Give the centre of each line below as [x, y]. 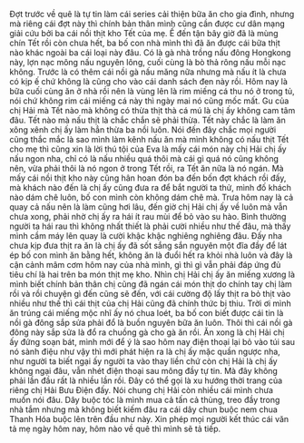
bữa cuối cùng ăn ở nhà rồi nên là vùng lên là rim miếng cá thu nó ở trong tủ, [152, 91]
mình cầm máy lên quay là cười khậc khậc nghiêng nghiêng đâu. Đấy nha [146, 236]
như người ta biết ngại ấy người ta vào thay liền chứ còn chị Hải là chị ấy [144, 361]
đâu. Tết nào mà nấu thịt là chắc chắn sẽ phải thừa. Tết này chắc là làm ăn [147, 120]
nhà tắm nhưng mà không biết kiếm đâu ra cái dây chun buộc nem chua [144, 409]
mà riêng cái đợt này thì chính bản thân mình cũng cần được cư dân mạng [147, 24]
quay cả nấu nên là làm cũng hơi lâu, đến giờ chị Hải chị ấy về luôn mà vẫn [148, 207]
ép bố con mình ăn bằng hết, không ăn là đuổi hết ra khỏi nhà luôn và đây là [151, 255]
